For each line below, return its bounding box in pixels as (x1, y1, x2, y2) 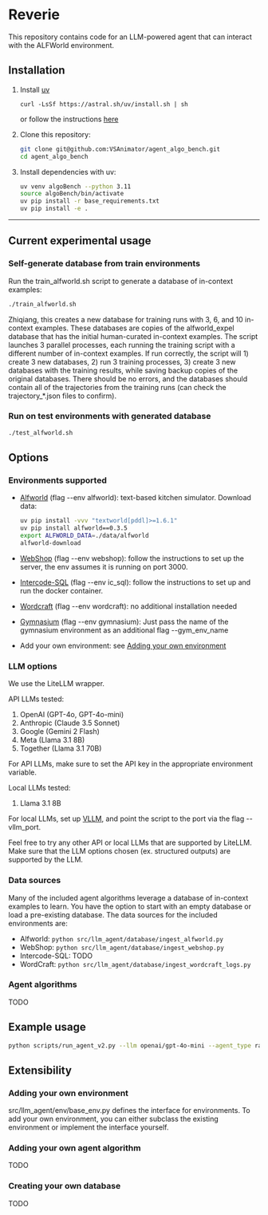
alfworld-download (19, 539, 81, 547)
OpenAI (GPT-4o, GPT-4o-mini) (19, 710, 124, 720)
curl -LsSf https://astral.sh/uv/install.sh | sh (19, 100, 189, 108)
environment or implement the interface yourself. (8, 1122, 169, 1132)
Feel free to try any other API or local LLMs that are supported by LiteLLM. (8, 838, 253, 847)
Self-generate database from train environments (8, 258, 201, 269)
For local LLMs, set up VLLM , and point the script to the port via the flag (8, 814, 245, 823)
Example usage (8, 1020, 86, 1034)
